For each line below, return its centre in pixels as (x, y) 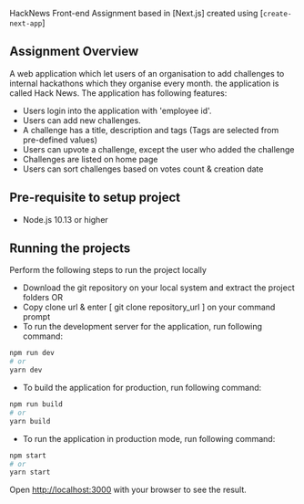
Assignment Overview (74, 52)
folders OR (43, 298)
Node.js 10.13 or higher (66, 219)
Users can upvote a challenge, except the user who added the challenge (158, 149)
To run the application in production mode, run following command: (149, 438)
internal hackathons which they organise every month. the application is (144, 83)
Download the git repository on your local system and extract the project (158, 288)
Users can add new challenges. (81, 120)
